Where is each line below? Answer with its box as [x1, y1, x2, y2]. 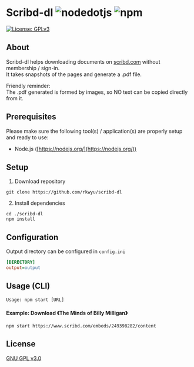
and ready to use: [6, 133, 49, 141]
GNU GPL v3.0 [6, 355, 42, 362]
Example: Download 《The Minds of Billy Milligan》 [6, 310, 128, 317]
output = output [6, 265, 41, 271]
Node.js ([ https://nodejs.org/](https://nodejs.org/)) [14, 145, 137, 152]
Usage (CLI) [6, 281, 51, 291]
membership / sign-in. [6, 64, 60, 71]
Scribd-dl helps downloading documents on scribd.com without [6, 58, 160, 65]
